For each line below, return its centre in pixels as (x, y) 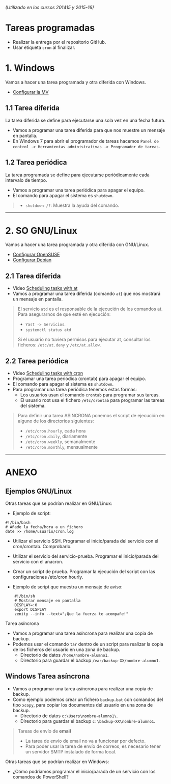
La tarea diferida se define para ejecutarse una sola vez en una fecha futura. (85, 120)
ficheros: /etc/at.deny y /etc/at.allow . (59, 345)
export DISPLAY (31, 610)
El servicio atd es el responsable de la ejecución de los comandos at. (90, 309)
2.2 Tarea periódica (37, 361)
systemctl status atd (48, 330)
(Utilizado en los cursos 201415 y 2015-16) (50, 7)
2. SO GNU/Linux (41, 231)
